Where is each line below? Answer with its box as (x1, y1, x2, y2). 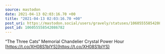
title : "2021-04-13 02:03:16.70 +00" (5, 16, 82, 21)
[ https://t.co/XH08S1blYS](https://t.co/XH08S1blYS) (5, 44, 110, 50)
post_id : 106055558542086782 (5, 25, 65, 30)
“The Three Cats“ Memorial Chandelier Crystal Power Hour (5, 38, 124, 44)
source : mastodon (5, 7, 41, 12)
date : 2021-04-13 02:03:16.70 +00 (5, 12, 76, 17)
